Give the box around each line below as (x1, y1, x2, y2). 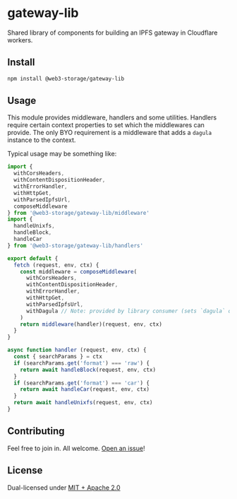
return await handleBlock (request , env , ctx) (20, 366, 157, 373)
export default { (7, 254, 59, 262)
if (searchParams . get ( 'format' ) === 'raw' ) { (13, 359, 150, 367)
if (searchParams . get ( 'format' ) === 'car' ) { (13, 380, 150, 387)
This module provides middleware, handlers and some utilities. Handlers (7, 113, 217, 122)
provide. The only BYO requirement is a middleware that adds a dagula (7, 129, 212, 137)
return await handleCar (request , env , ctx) (20, 386, 150, 393)
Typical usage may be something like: (7, 150, 117, 158)
